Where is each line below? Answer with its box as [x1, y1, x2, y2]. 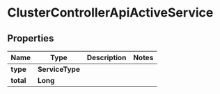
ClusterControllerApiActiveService [7, 5, 214, 21]
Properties [7, 32, 54, 44]
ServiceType [37, 64, 80, 74]
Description [86, 53, 127, 62]
